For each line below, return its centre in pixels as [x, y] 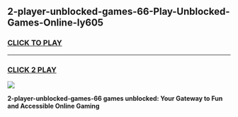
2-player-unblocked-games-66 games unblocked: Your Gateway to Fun [115, 98]
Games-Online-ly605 [56, 23]
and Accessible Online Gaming [53, 106]
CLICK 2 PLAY [32, 69]
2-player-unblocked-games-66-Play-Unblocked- [119, 12]
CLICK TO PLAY [35, 43]
